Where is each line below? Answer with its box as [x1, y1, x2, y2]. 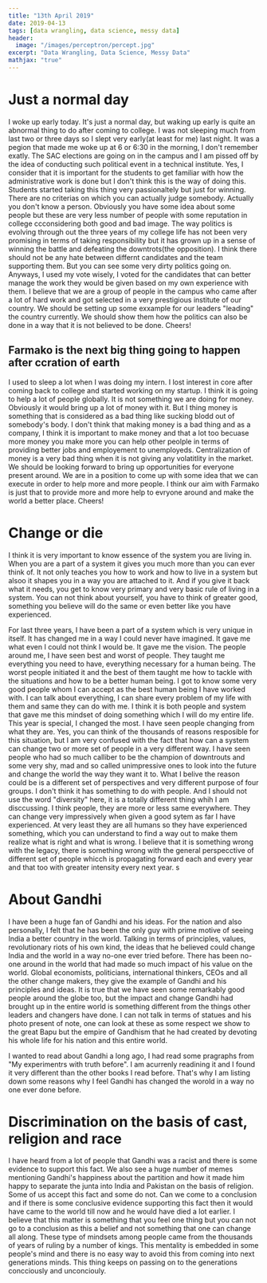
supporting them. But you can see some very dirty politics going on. [8, 261, 231, 270]
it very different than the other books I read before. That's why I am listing [8, 1068, 251, 1077]
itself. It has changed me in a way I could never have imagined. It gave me [8, 634, 251, 643]
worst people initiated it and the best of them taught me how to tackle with [8, 667, 253, 677]
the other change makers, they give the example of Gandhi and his [8, 976, 227, 985]
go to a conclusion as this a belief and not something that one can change [8, 1224, 252, 1234]
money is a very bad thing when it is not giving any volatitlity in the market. [8, 453, 253, 463]
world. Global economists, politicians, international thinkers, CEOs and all [8, 967, 249, 977]
